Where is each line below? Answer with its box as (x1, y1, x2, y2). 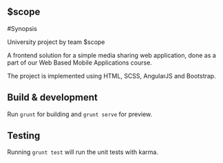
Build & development (7, 91, 98, 103)
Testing (7, 130, 41, 142)
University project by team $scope (7, 38, 105, 46)
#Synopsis (7, 24, 38, 32)
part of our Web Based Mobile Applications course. (7, 58, 153, 67)
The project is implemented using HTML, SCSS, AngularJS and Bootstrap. (7, 72, 216, 80)
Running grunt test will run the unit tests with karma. (7, 148, 158, 156)
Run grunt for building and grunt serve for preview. (7, 110, 153, 118)
